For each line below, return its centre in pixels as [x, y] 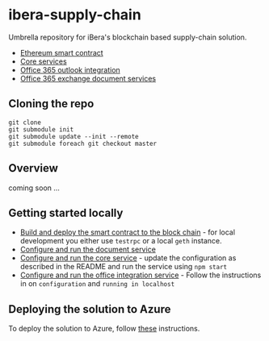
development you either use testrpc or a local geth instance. [121, 241]
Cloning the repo [51, 104]
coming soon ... [34, 188]
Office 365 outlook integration [70, 69]
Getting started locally [66, 212]
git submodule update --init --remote [74, 136]
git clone [25, 123]
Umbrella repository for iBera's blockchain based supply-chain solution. [128, 37]
